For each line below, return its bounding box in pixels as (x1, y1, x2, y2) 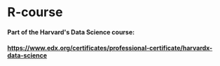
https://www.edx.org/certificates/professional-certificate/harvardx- (7, 44, 213, 53)
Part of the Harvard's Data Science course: (7, 27, 135, 36)
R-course (7, 4, 63, 20)
